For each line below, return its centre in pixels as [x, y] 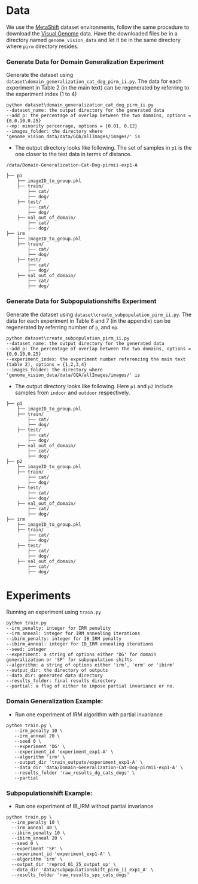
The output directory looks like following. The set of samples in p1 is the [103, 148]
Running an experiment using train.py [54, 612]
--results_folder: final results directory [61, 681]
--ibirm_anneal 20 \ [37, 838]
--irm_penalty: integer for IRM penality [59, 629]
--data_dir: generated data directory [54, 676]
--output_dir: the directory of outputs [57, 671]
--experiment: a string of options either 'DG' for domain [81, 655]
